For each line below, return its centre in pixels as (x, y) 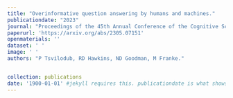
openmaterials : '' (34, 39)
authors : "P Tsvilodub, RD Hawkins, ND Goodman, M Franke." (96, 59)
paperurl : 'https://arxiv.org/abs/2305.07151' (76, 33)
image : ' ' (23, 52)
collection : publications (44, 77)
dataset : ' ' (26, 46)
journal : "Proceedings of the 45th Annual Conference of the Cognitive (113, 26)
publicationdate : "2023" (43, 20)
